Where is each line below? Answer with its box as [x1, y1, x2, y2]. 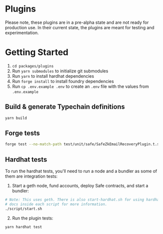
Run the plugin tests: [12, 215, 53, 221]
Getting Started [5, 47, 69, 58]
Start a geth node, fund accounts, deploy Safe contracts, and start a [12, 183, 148, 189]
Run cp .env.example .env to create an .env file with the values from [12, 84, 149, 89]
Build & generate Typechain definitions [5, 103, 125, 111]
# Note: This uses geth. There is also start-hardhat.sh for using [5, 198, 145, 202]
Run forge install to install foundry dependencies [12, 78, 114, 84]
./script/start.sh [5, 206, 42, 211]
